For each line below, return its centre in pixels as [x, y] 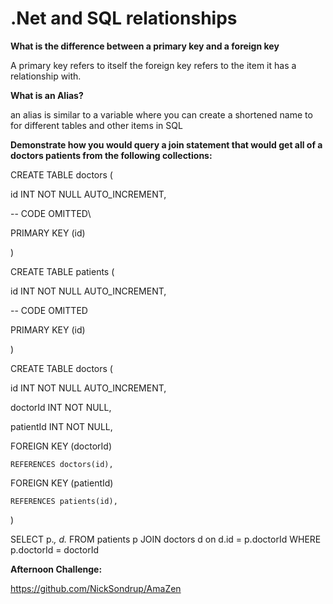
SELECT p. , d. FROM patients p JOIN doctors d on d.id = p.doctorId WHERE [166, 539]
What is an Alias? [47, 95]
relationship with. [46, 76]
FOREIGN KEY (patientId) [62, 483]
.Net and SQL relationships [124, 18]
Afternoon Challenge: [56, 569]
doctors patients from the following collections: [111, 155]
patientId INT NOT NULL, [61, 426]
